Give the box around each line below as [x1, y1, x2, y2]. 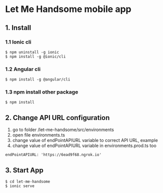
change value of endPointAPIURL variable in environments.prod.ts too [12, 142, 156, 148]
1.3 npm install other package [5, 88, 78, 95]
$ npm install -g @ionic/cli [5, 54, 66, 59]
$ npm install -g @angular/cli [5, 77, 70, 82]
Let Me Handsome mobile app [5, 3, 131, 15]
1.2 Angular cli [5, 65, 41, 72]
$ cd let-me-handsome [5, 179, 50, 184]
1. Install [5, 23, 31, 32]
